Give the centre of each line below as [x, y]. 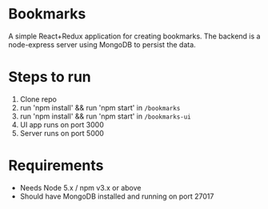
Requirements [56, 166]
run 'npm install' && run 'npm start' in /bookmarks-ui [106, 116]
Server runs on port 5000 [62, 133]
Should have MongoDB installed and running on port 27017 [117, 196]
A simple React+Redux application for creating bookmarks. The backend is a [134, 36]
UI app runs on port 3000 [62, 124]
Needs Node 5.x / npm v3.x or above [80, 187]
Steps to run [50, 77]
